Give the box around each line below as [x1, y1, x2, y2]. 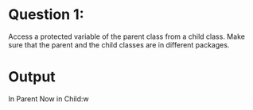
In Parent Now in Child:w [8, 93, 89, 104]
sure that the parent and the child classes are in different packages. [8, 40, 230, 49]
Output [8, 68, 56, 86]
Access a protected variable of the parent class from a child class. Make [8, 32, 245, 41]
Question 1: [8, 6, 85, 24]
